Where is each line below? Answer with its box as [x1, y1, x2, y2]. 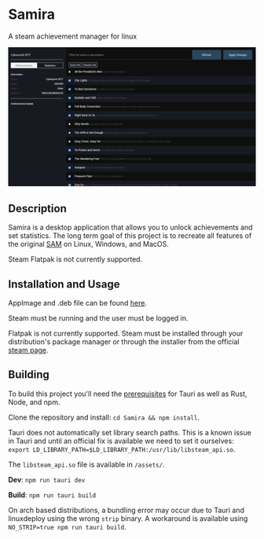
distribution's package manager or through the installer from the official [8, 337, 240, 346]
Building [8, 368, 49, 382]
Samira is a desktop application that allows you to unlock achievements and [8, 222, 253, 233]
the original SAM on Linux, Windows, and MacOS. [8, 240, 169, 249]
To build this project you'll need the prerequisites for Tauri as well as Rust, [8, 389, 247, 398]
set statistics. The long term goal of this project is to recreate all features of [8, 231, 252, 240]
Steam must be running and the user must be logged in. [8, 313, 189, 323]
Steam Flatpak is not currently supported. [8, 255, 143, 264]
